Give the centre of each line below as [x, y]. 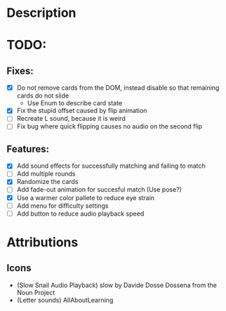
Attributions [42, 242]
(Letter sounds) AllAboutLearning [65, 300]
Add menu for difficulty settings [62, 206]
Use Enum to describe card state [75, 103]
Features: [28, 149]
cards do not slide [43, 95]
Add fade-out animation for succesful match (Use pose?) [99, 190]
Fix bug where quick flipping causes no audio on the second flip [109, 126]
